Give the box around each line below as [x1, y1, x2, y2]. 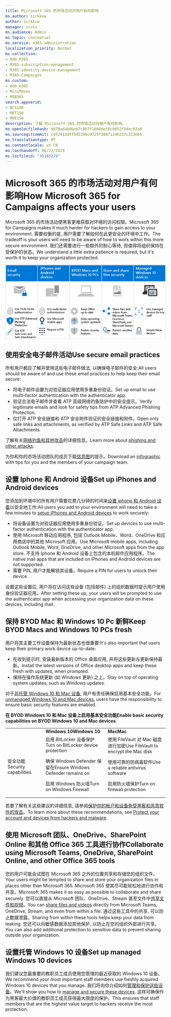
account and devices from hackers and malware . [5, 815, 108, 821]
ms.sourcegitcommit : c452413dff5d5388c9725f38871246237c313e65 [5, 132, 142, 137]
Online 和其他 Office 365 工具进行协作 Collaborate [5, 840, 164, 849]
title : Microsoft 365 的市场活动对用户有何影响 [5, 8, 99, 13]
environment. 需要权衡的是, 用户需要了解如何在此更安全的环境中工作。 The [5, 231, 161, 237]
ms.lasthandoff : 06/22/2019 [5, 148, 65, 153]
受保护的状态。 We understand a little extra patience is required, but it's [5, 249, 154, 255]
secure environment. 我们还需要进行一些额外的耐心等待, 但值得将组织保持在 [5, 243, 164, 249]
